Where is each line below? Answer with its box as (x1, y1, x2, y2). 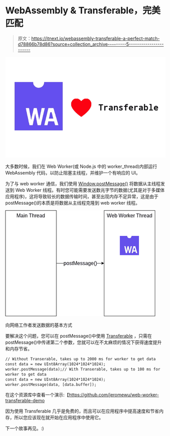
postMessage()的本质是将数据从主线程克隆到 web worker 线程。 (5, 200, 140, 206)
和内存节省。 (5, 345, 32, 352)
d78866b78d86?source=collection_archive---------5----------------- (17, 41, 164, 47)
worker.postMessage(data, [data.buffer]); (5, 382, 97, 387)
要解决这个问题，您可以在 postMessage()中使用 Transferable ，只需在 (5, 333, 152, 339)
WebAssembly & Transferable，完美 (5, 5, 161, 16)
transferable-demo (5, 397, 45, 403)
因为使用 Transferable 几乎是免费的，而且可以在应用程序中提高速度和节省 (5, 408, 159, 414)
